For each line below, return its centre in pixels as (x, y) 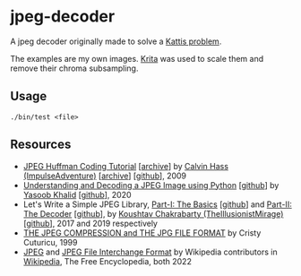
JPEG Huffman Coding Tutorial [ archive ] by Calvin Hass (126, 166)
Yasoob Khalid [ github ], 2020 (77, 194)
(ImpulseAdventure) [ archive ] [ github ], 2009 (105, 176)
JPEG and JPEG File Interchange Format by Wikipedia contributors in (150, 252)
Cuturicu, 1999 (50, 242)
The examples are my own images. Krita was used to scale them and (137, 58)
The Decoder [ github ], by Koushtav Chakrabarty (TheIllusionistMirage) (153, 213)
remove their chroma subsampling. (74, 68)
